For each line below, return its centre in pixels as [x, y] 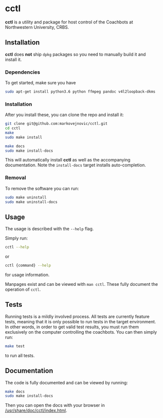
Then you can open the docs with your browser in [55, 405]
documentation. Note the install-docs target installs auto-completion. [75, 165]
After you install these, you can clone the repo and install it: [64, 115]
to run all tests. [20, 355]
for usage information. [27, 275]
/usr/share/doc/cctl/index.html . [36, 411]
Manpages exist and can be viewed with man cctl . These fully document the [81, 284]
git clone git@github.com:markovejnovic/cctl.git [56, 124]
